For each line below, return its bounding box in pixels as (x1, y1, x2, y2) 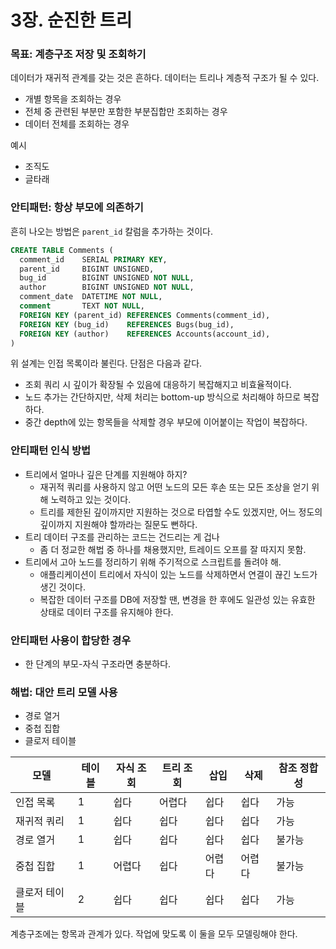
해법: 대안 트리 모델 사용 (10, 685, 118, 699)
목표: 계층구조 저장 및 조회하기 (10, 47, 147, 61)
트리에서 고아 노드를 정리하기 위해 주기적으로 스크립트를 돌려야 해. (24, 556, 282, 568)
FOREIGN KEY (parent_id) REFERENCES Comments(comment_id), (19, 310, 271, 320)
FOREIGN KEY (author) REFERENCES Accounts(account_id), (19, 329, 271, 339)
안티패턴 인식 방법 (10, 444, 92, 458)
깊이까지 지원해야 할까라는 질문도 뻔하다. (39, 518, 198, 530)
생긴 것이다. (39, 581, 86, 593)
